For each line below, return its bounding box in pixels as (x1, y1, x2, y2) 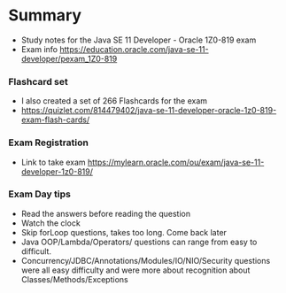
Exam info (20, 43, 58, 54)
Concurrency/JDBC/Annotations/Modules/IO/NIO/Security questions (20, 255, 271, 266)
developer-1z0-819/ (20, 166, 94, 177)
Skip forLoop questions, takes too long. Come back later (20, 227, 228, 237)
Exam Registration (8, 136, 89, 149)
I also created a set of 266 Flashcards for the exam (20, 96, 208, 106)
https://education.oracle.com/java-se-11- (59, 43, 209, 54)
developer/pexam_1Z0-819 (20, 53, 118, 64)
